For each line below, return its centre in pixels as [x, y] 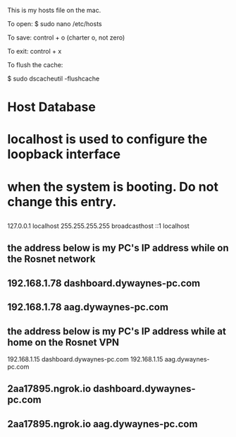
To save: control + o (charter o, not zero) [66, 37]
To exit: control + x [35, 51]
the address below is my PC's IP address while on [118, 248]
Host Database [52, 107]
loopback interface [64, 154]
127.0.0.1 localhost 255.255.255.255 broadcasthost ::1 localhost [99, 226]
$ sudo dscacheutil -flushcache [54, 78]
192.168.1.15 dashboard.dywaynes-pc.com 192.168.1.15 [85, 359]
